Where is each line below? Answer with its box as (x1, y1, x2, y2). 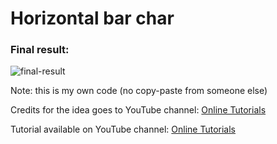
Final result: (10, 43, 70, 57)
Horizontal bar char (10, 7, 175, 30)
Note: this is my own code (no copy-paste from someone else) (10, 85, 268, 97)
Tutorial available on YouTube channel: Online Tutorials (10, 123, 236, 136)
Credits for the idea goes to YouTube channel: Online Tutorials (10, 104, 267, 116)
